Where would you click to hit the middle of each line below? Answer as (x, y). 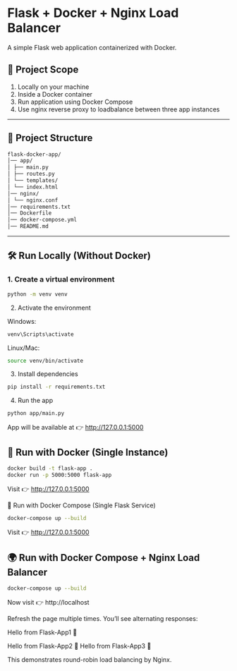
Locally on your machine (53, 87)
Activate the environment (54, 308)
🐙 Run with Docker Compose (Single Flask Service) (82, 505)
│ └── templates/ (33, 181)
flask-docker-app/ (34, 154)
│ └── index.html (33, 187)
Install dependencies (48, 374)
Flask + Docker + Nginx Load (93, 13)
